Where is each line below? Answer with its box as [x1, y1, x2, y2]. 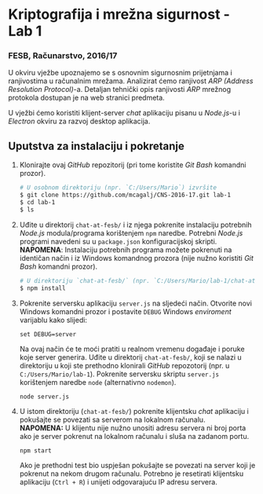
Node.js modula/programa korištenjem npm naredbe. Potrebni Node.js [19, 228, 243, 237]
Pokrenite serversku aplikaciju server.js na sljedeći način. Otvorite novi [19, 298, 253, 308]
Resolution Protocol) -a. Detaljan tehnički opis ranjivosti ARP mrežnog [8, 85, 232, 94]
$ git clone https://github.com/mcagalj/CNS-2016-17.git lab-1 [19, 191, 232, 199]
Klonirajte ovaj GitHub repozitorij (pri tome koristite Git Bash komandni [19, 160, 247, 170]
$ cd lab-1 [19, 199, 56, 207]
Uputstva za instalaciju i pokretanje [8, 139, 184, 152]
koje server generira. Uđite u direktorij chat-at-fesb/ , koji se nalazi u [19, 352, 242, 362]
